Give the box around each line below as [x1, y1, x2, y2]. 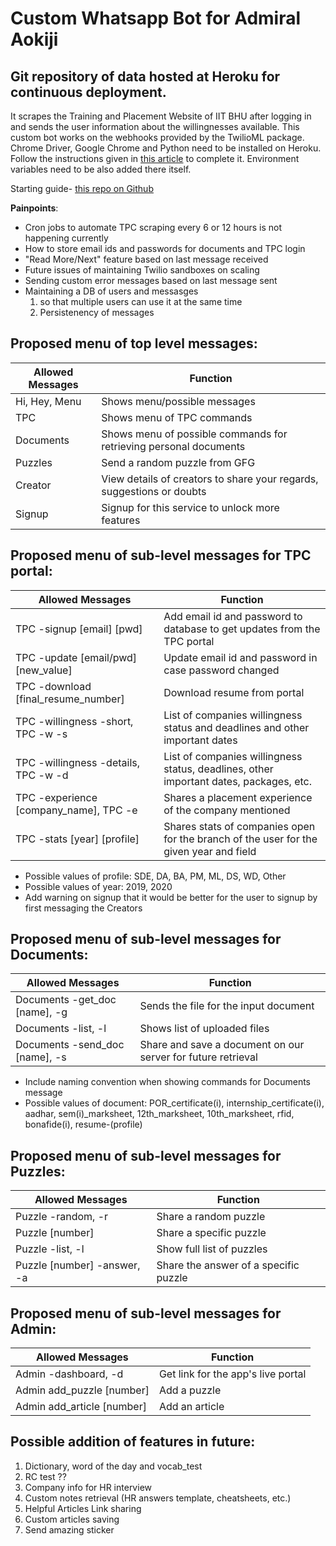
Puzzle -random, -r [15, 1210, 109, 1224]
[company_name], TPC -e [15, 803, 138, 817]
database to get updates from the [163, 622, 321, 636]
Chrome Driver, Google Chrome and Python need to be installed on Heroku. [10, 142, 322, 154]
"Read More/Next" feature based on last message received [24, 253, 269, 265]
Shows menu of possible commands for [101, 427, 288, 441]
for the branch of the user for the [163, 832, 318, 846]
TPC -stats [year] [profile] [15, 832, 140, 846]
